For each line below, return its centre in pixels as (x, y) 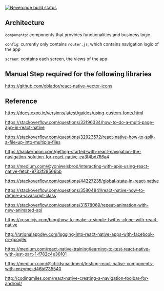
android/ (14, 284)
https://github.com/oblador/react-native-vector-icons (59, 86)
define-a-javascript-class (31, 196)
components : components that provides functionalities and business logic (78, 35)
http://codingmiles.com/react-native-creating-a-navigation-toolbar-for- (77, 278)
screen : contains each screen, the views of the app (56, 59)
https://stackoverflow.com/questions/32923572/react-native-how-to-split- (80, 137)
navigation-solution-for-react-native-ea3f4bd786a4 (57, 157)
